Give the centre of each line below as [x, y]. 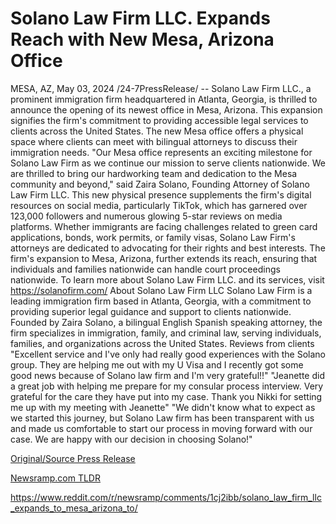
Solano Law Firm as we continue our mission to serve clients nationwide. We [168, 163]
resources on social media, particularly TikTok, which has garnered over [159, 205]
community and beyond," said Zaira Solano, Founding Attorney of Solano [160, 184]
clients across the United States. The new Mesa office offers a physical [157, 131]
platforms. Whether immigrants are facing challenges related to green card [164, 226]
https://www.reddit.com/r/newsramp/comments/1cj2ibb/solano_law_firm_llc [166, 497]
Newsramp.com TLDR [55, 478]
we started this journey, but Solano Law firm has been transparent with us [162, 418]
